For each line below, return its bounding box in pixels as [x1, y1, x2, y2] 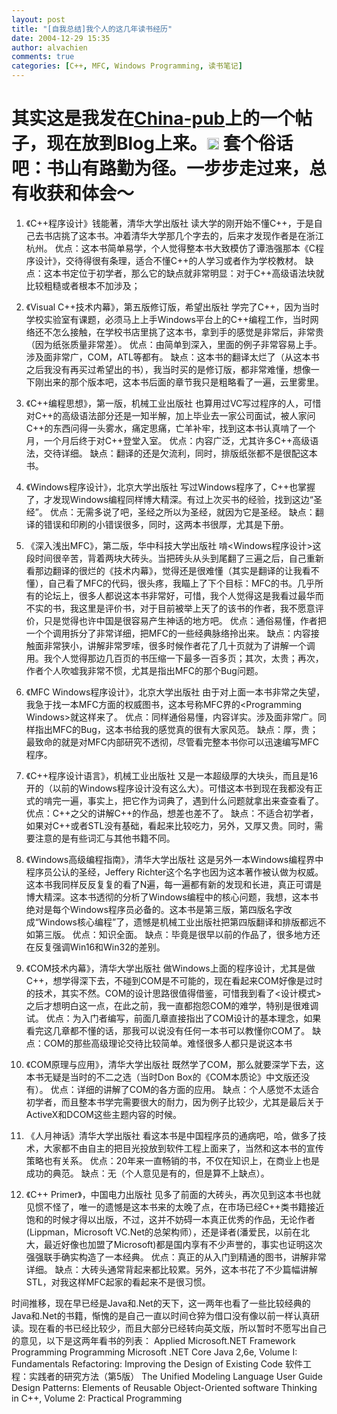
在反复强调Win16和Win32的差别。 [25, 941, 166, 953]
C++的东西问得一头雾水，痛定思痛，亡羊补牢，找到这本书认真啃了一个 [25, 422, 316, 434]
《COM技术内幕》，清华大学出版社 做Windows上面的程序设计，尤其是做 [25, 962, 316, 974]
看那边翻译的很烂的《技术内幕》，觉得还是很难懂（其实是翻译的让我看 [25, 564, 311, 576]
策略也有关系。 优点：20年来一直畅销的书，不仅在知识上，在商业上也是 [25, 1154, 321, 1166]
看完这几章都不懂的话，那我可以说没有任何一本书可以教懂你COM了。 [25, 1024, 311, 1036]
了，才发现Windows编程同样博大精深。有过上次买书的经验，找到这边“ [25, 493, 314, 505]
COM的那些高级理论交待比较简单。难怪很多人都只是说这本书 [43, 1037, 293, 1049]
